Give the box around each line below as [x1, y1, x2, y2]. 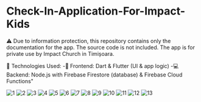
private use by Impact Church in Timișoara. [6, 50, 115, 57]
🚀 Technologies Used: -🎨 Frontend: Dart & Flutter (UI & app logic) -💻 [6, 62, 179, 69]
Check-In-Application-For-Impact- [6, 4, 186, 18]
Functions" [6, 77, 33, 84]
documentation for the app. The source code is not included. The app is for [6, 44, 196, 51]
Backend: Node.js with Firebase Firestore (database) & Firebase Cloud [6, 71, 183, 78]
